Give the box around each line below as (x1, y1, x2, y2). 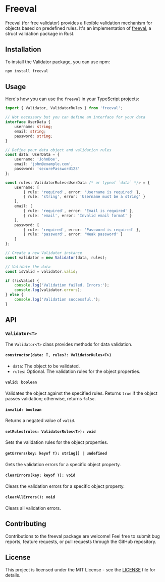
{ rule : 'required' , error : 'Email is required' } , (23, 209, 135, 214)
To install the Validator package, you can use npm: (5, 59, 110, 65)
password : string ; (14, 134, 53, 139)
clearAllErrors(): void (5, 494, 56, 500)
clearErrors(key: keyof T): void (5, 473, 76, 478)
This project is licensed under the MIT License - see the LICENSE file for (5, 566, 155, 572)
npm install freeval (5, 68, 49, 73)
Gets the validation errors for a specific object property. (5, 461, 121, 467)
